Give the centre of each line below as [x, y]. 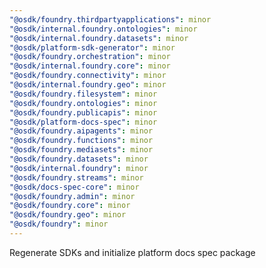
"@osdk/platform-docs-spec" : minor [83, 122]
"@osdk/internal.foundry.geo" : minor [88, 85]
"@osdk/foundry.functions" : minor [81, 141]
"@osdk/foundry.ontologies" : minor [83, 103]
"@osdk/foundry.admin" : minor [72, 196]
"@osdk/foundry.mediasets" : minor [81, 150]
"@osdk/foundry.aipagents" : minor [81, 131]
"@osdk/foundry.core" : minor [70, 206]
